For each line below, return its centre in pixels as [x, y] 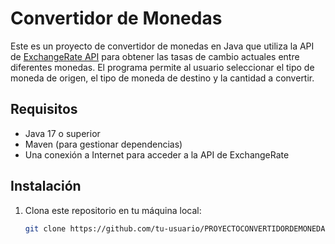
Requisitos [44, 109]
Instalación [46, 186]
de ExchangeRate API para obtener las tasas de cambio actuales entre [155, 56]
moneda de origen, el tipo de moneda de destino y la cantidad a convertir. [162, 78]
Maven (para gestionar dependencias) [103, 144]
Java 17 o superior [62, 133]
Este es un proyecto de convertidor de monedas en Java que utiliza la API [162, 46]
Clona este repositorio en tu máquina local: [113, 210]
